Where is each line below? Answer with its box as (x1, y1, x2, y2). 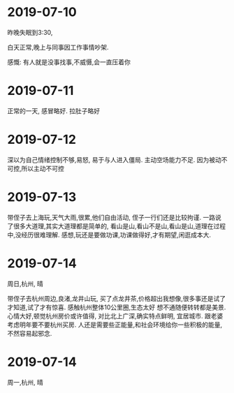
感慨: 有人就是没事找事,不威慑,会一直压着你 (7, 57, 131, 66)
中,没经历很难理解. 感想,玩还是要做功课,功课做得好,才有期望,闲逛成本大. (7, 230, 212, 239)
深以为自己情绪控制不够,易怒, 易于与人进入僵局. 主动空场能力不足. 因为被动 (7, 155, 221, 164)
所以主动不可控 (21, 164, 65, 172)
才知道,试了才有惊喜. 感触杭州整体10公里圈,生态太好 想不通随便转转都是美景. (7, 303, 226, 311)
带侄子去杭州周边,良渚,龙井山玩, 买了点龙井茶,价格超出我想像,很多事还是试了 (7, 294, 226, 302)
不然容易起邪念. (7, 329, 52, 337)
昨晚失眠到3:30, (7, 28, 53, 36)
